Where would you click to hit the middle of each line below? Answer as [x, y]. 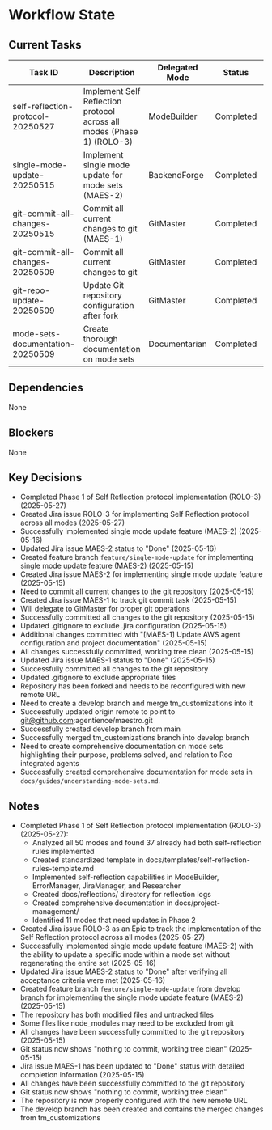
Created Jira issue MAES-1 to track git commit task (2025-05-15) [128, 600]
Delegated [178, 68]
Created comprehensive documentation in [102, 903]
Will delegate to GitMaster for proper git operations [105, 609]
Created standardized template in [88, 860]
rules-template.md [63, 869]
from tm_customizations [60, 1118]
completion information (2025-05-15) [82, 1075]
